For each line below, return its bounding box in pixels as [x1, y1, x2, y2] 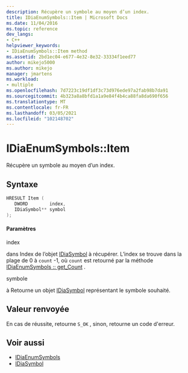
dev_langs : [6, 31, 34, 37]
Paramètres [6, 225, 36, 233]
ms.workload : [6, 76, 39, 82]
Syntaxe [6, 179, 38, 189]
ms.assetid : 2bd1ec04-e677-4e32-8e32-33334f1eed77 [6, 54, 136, 60]
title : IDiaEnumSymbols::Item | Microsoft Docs [6, 15, 128, 21]
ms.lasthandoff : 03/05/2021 [6, 110, 77, 116]
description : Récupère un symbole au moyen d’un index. [6, 8, 149, 15]
